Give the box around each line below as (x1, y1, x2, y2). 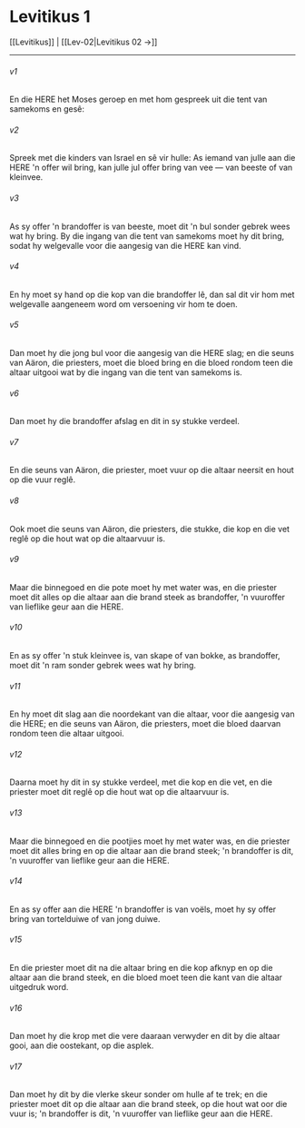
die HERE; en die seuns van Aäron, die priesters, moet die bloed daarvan (9, 718, 281, 729)
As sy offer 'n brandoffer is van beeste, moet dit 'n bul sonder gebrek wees (9, 221, 290, 232)
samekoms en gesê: (9, 104, 84, 114)
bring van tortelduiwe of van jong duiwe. (9, 913, 161, 924)
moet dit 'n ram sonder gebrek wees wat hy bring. (9, 659, 197, 670)
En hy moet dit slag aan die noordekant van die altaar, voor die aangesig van (9, 708, 295, 719)
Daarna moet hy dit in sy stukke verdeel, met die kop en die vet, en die (9, 777, 272, 787)
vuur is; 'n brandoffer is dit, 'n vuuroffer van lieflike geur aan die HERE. (9, 1108, 273, 1119)
